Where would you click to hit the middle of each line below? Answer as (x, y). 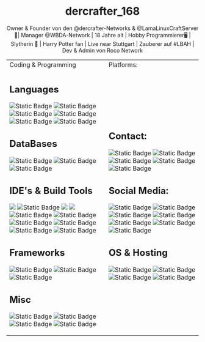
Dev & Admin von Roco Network (103, 50)
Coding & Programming (43, 64)
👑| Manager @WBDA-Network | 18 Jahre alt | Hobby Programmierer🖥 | (103, 35)
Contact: (128, 136)
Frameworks (37, 253)
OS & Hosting (138, 253)
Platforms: (124, 64)
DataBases (34, 144)
